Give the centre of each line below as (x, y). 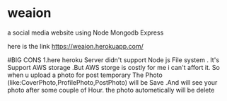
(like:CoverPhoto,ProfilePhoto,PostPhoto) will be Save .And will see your (112, 82)
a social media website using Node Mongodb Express (86, 32)
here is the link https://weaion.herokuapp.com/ (75, 46)
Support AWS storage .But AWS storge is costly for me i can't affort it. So (114, 67)
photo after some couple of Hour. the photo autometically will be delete (111, 90)
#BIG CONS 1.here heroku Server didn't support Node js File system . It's (113, 60)
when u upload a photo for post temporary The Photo (85, 75)
